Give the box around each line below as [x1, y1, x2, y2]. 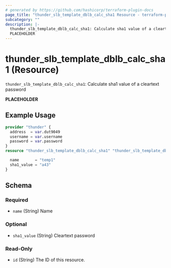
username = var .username [10, 134, 63, 139]
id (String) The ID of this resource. [12, 256, 85, 263]
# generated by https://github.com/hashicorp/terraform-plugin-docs [5, 7, 154, 13]
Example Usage [5, 111, 56, 120]
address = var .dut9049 [10, 129, 60, 134]
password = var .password [10, 139, 63, 144]
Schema [5, 181, 32, 190]
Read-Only [5, 245, 33, 252]
